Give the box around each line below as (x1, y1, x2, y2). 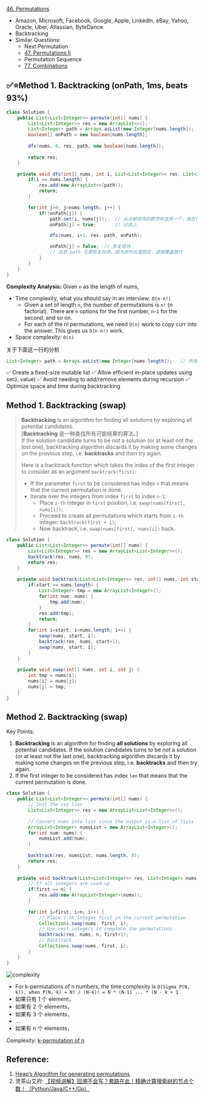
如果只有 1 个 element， (15, 995, 75, 1003)
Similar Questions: (15, 36, 61, 43)
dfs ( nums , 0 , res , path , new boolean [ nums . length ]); (28, 143, 165, 150)
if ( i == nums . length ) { (28, 176, 88, 183)
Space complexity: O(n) (15, 333, 75, 340)
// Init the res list (28, 802, 83, 808)
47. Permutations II (24, 49, 71, 57)
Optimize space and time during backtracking (6, 382, 120, 390)
